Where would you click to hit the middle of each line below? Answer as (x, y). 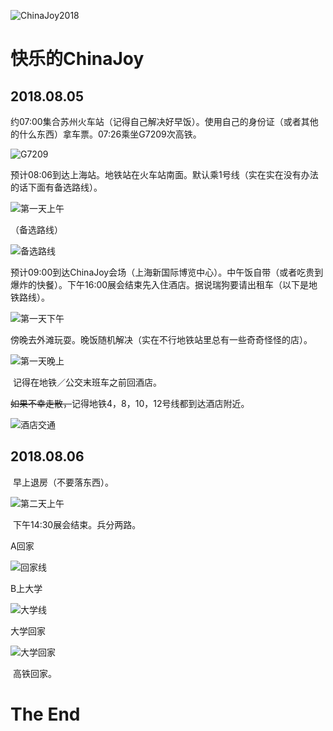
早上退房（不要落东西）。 (63, 482)
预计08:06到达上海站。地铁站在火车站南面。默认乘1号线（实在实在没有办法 (164, 174)
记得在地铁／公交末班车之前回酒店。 (87, 382)
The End (45, 714)
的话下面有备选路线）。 (56, 187)
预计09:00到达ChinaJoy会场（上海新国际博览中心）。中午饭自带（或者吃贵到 (167, 272)
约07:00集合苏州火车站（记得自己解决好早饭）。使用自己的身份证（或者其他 (164, 121)
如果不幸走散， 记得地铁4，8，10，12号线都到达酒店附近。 (130, 403)
